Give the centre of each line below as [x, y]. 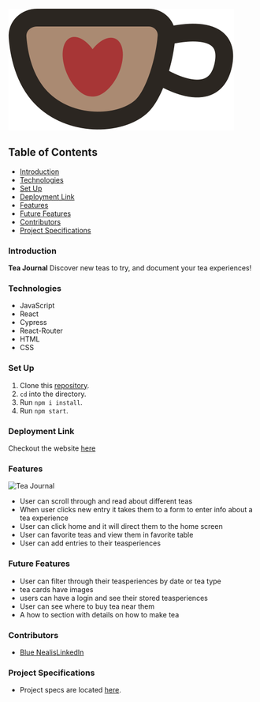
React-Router [41, 331]
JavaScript [37, 306]
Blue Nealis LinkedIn [52, 652]
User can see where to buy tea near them [87, 606]
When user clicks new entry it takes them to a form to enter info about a [136, 510]
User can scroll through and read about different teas [106, 501]
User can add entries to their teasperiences [90, 543]
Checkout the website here [52, 448]
